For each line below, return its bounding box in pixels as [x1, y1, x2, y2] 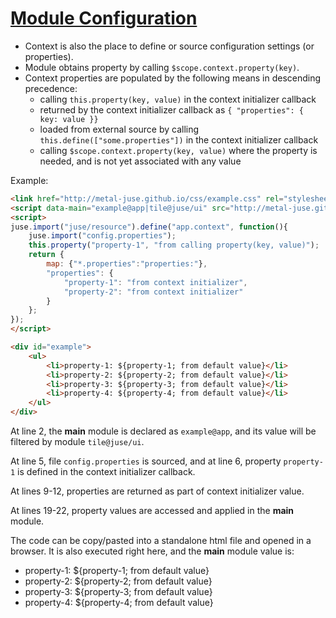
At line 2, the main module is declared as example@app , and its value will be [10, 425, 317, 437]
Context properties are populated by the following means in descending [24, 72, 322, 84]
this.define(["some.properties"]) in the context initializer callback [39, 133, 319, 146]
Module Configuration [10, 7, 198, 30]
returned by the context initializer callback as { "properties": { [39, 103, 304, 116]
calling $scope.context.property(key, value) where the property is [39, 144, 318, 156]
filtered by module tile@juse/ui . [10, 436, 145, 448]
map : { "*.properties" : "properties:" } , [46, 259, 208, 269]
